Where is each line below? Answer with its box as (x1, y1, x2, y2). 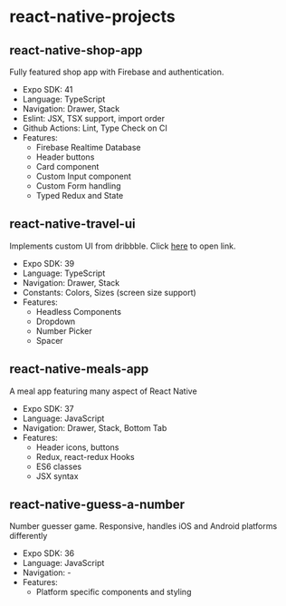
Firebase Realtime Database (35, 142, 141, 152)
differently (9, 531, 48, 542)
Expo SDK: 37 (22, 403, 74, 414)
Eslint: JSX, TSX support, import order (22, 113, 166, 123)
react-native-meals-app (9, 361, 149, 377)
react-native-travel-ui (9, 216, 136, 232)
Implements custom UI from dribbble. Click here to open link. (9, 240, 236, 251)
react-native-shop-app (9, 43, 143, 58)
